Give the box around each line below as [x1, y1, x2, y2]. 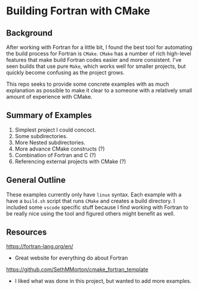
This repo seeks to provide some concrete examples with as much [6, 80, 169, 88]
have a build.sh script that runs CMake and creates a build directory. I [6, 197, 175, 204]
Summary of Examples [6, 110, 92, 120]
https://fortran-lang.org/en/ [6, 243, 73, 250]
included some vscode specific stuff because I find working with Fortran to [6, 204, 189, 211]
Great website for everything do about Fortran [14, 254, 128, 261]
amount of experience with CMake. [6, 93, 92, 100]
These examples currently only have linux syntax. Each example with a [6, 191, 182, 198]
